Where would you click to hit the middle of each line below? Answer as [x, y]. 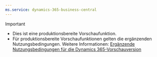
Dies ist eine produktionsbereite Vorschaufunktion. [64, 33]
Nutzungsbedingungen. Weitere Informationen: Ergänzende [74, 44]
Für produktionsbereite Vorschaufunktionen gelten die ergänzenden [82, 39]
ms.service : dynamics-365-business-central [51, 10]
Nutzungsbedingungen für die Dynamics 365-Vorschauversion [77, 49]
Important [15, 24]
